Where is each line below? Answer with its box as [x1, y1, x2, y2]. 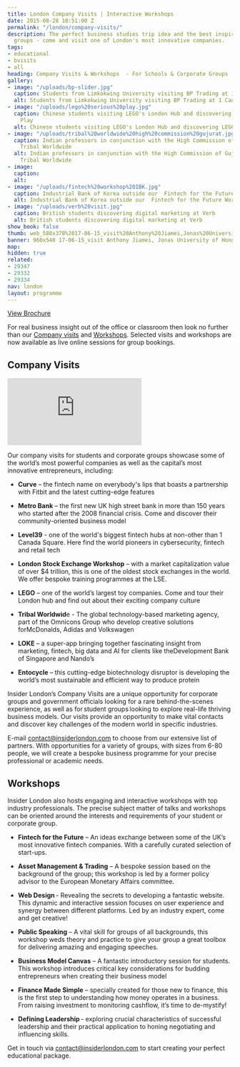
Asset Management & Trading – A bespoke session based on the [17, 862, 211, 870]
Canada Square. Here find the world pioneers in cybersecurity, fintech [17, 538, 225, 547]
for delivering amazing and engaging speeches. [17, 943, 159, 951]
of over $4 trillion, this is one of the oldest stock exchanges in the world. [17, 567, 231, 576]
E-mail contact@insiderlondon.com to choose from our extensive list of [7, 734, 217, 743]
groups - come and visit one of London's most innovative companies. [14, 37, 225, 44]
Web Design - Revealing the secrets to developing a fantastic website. [17, 891, 225, 899]
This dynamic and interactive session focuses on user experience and [17, 898, 224, 907]
